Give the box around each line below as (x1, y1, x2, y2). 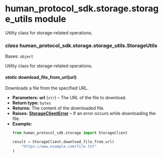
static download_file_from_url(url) (5, 74, 77, 80)
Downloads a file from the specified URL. (5, 85, 89, 91)
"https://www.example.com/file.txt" (21, 144, 97, 149)
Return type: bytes (12, 100, 51, 106)
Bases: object (5, 53, 34, 59)
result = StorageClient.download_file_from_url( (12, 139, 115, 145)
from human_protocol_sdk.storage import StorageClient (12, 130, 128, 136)
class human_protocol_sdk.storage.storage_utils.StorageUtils (5, 42, 158, 49)
